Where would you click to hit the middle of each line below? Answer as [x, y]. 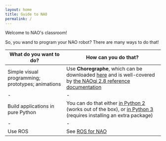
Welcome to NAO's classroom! [36, 33]
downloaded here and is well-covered [111, 75]
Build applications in [31, 106]
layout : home [19, 10]
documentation [84, 87]
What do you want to [35, 55]
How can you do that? [113, 57]
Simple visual [23, 72]
